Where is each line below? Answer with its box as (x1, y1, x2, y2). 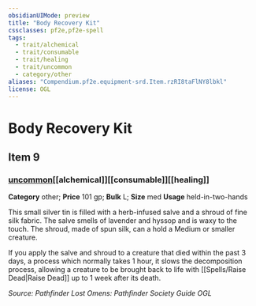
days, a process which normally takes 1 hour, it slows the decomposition (8, 256, 243, 266)
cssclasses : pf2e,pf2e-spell (8, 26, 104, 34)
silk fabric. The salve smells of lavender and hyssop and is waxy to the (8, 216, 238, 225)
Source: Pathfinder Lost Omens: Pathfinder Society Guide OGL (8, 289, 213, 298)
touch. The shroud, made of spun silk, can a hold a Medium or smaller (8, 225, 236, 234)
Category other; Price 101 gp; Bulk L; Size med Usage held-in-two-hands (8, 192, 248, 202)
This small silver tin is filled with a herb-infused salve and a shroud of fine (8, 207, 248, 217)
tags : (8, 33, 26, 42)
